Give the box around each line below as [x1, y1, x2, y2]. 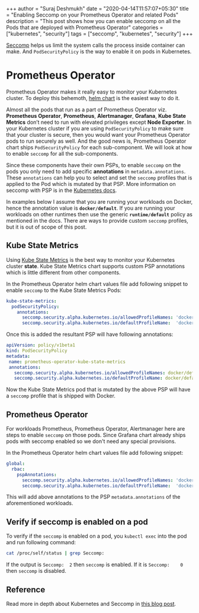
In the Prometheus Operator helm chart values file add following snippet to [6, 280, 188, 287]
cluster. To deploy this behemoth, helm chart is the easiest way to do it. [6, 94, 180, 101]
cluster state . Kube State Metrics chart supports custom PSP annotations [6, 262, 185, 269]
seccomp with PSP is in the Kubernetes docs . [6, 187, 117, 194]
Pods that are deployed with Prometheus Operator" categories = [6, 24, 163, 31]
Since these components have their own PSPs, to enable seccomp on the [6, 161, 181, 168]
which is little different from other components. [6, 269, 121, 276]
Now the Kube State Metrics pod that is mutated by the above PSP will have [6, 386, 191, 393]
